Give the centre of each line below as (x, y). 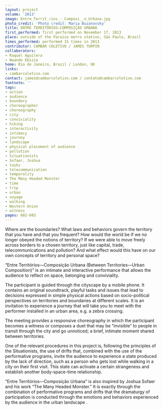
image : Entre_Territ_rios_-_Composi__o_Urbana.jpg (58, 19)
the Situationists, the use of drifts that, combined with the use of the (74, 351)
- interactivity (22, 128)
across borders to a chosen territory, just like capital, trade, (65, 245)
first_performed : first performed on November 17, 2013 (63, 32)
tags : (11, 87)
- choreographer (22, 106)
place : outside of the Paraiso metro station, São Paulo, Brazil (73, 37)
